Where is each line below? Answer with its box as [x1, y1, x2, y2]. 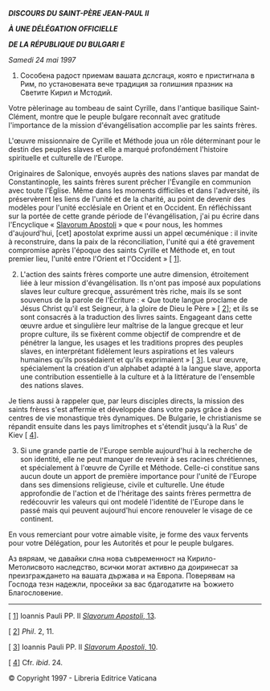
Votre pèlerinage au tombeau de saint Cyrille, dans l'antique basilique [8, 104, 239, 112]
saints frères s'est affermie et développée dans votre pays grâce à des [8, 405, 243, 414]
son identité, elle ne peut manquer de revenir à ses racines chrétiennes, [19, 455, 258, 464]
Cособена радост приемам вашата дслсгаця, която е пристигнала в [19, 71, 256, 80]
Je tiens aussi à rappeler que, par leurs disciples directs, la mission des [8, 396, 245, 406]
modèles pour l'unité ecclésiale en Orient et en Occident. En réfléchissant [8, 202, 252, 212]
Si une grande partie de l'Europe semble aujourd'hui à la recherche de [19, 446, 253, 455]
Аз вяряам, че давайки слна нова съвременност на [8, 554, 186, 563]
